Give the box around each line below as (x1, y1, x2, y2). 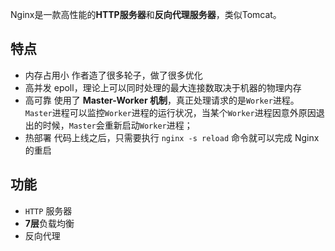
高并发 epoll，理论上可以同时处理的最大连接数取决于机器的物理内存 (24, 81, 302, 93)
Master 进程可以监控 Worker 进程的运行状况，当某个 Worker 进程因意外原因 (24, 106, 317, 118)
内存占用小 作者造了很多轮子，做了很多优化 (24, 69, 203, 81)
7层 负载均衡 (24, 217, 75, 229)
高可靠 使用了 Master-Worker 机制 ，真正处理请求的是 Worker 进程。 (24, 94, 300, 106)
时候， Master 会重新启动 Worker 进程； (42, 119, 193, 131)
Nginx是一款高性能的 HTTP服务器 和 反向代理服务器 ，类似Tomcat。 (10, 9, 282, 20)
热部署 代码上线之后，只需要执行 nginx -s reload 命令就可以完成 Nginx (24, 131, 320, 143)
